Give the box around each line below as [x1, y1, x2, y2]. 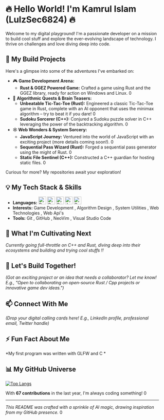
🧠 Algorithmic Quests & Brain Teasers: [12, 95, 92, 101]
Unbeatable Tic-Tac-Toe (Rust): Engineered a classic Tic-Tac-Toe [19, 100, 153, 106]
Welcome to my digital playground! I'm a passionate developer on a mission [5, 30, 157, 36]
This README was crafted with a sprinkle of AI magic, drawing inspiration [5, 404, 155, 410]
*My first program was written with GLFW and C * [5, 350, 106, 356]
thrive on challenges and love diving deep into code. [5, 41, 111, 47]
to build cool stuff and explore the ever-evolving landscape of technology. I [5, 36, 156, 42]
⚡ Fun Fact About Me [5, 335, 70, 343]
